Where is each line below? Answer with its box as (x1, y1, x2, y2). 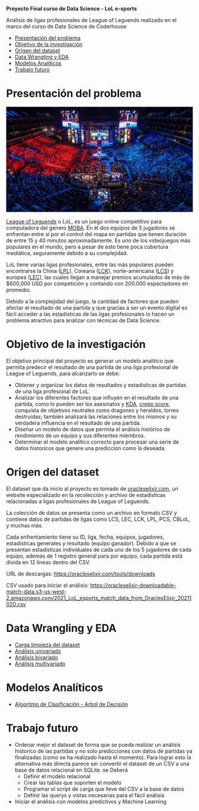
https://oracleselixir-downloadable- (89, 581, 176, 589)
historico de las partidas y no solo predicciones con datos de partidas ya (14, 747, 192, 755)
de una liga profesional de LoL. (14, 388, 91, 395)
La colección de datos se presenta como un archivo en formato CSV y (6, 509, 178, 516)
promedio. (6, 286, 31, 293)
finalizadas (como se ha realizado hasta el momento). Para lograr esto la (14, 753, 191, 760)
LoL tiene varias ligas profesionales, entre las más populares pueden (6, 261, 174, 268)
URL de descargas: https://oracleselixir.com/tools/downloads (6, 570, 156, 577)
